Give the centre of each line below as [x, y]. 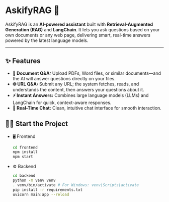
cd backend [24, 176]
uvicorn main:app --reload [41, 194]
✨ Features [23, 61]
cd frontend [25, 147]
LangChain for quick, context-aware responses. [62, 103]
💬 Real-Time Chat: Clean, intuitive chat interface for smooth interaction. [87, 108]
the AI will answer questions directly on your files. [64, 78]
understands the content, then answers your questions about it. [78, 89]
